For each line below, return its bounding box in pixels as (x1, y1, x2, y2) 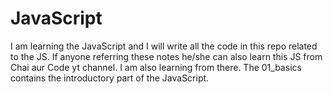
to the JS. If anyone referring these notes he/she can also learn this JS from (10, 50, 323, 62)
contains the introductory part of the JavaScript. (10, 72, 210, 84)
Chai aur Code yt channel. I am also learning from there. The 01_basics (10, 61, 302, 73)
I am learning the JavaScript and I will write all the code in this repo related (10, 40, 318, 52)
